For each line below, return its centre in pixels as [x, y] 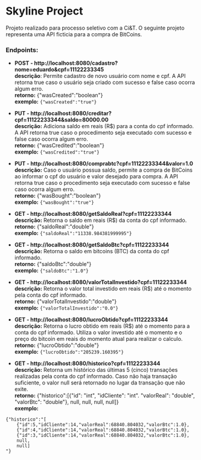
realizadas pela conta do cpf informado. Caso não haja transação [96, 377]
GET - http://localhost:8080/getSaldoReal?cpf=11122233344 [93, 214]
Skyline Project [44, 11]
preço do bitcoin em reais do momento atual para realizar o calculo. [98, 339]
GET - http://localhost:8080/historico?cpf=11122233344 [87, 363]
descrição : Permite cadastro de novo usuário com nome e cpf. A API [100, 76]
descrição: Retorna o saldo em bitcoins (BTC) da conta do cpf [92, 251]
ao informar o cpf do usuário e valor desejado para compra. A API [96, 177]
